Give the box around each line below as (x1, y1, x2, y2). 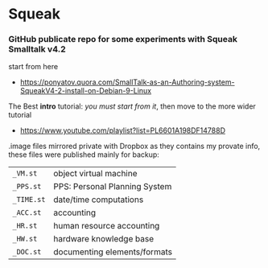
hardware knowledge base (53, 233, 155, 245)
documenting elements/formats (53, 246, 173, 258)
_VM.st (12, 169, 38, 178)
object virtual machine (53, 168, 138, 179)
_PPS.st (12, 182, 42, 192)
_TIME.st (12, 195, 46, 204)
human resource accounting (53, 221, 160, 232)
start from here (8, 62, 59, 72)
